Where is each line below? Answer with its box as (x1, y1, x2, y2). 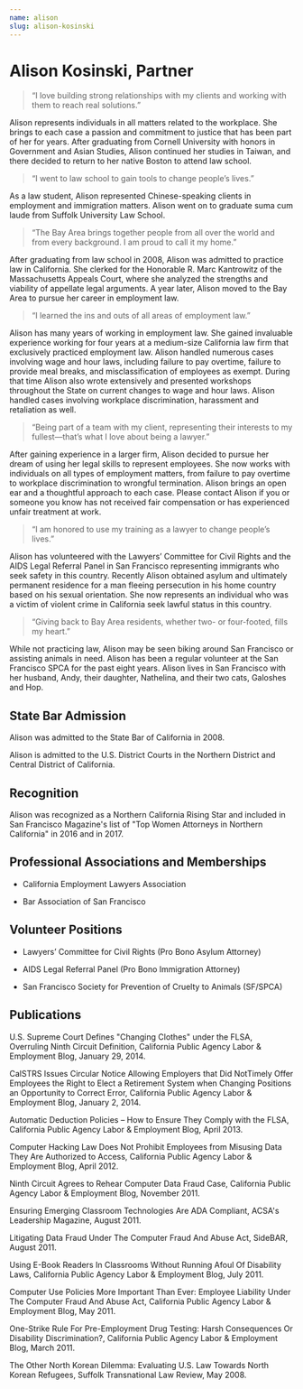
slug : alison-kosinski (9, 22, 95, 31)
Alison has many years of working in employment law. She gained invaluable (9, 328, 293, 338)
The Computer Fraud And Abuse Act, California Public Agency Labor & (9, 1296, 272, 1307)
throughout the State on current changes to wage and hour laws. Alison (9, 385, 275, 396)
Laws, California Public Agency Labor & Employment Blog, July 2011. (9, 1269, 264, 1280)
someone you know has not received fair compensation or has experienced (9, 497, 290, 508)
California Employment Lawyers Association (22, 878, 187, 889)
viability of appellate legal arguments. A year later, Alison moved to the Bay (9, 283, 288, 294)
